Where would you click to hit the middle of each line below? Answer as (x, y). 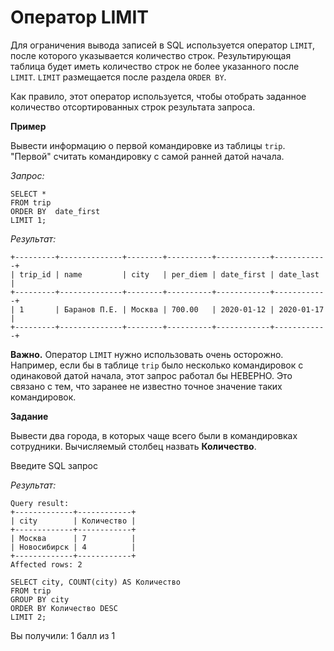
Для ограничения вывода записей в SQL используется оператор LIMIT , (163, 45)
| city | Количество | (73, 521)
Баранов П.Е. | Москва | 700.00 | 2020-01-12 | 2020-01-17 (194, 309)
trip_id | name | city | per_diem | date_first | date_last (169, 274)
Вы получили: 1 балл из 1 (63, 635)
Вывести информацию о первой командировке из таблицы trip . (148, 145)
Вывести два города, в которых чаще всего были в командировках (154, 435)
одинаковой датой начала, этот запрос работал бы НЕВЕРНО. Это (151, 375)
